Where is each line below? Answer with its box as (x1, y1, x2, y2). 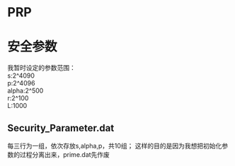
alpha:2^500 (7, 86, 44, 95)
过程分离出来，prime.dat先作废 (19, 150, 110, 159)
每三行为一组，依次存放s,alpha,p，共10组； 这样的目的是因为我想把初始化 (7, 141, 222, 150)
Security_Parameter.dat (7, 121, 115, 134)
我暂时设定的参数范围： (7, 64, 76, 72)
